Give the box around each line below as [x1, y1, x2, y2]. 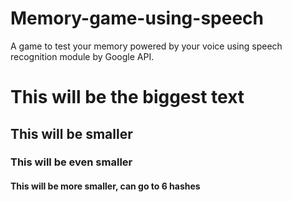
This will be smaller [10, 125, 133, 142]
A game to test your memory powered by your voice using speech [10, 40, 283, 52]
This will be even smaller [10, 155, 133, 169]
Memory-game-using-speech [10, 7, 264, 30]
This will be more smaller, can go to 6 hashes [10, 180, 201, 192]
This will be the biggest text [10, 86, 245, 109]
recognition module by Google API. [10, 50, 155, 62]
